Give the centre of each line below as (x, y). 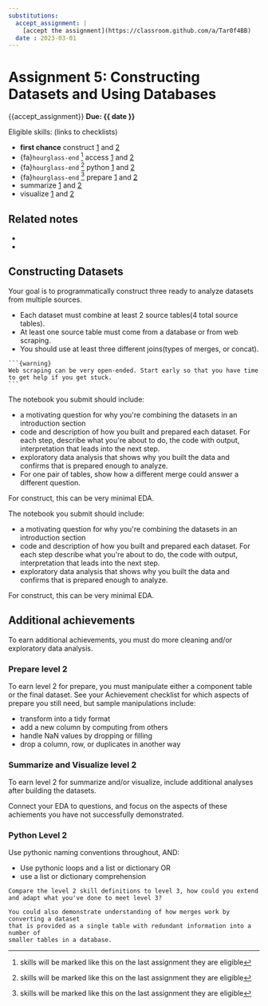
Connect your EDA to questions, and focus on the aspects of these (118, 806)
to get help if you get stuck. (60, 377)
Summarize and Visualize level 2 (73, 765)
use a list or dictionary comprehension (83, 877)
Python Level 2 (38, 835)
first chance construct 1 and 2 (70, 148)
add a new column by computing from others (94, 727)
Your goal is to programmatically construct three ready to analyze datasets (131, 291)
